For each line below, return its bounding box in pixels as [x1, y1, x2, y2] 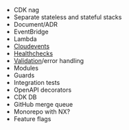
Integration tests [13, 79, 60, 86]
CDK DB [13, 93, 37, 101]
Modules [13, 64, 39, 72]
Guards [13, 71, 35, 79]
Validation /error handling [13, 57, 84, 64]
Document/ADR [13, 21, 58, 28]
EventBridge [13, 27, 49, 36]
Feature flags [13, 115, 51, 122]
